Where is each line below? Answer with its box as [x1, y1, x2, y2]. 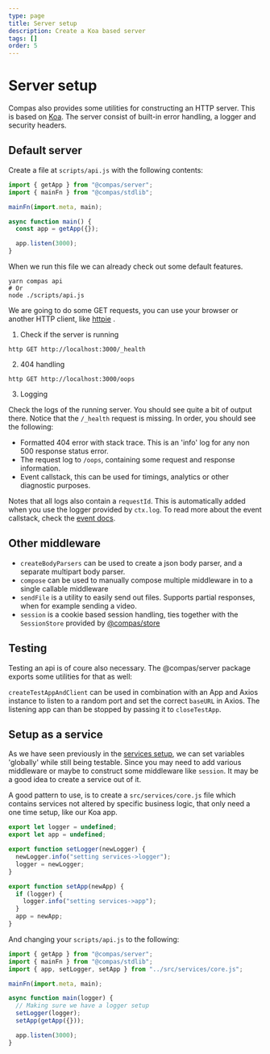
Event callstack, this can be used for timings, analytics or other [19, 472, 230, 481]
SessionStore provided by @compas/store [19, 618, 160, 628]
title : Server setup [8, 19, 78, 27]
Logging [19, 389, 48, 399]
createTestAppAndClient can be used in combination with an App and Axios [8, 687, 259, 696]
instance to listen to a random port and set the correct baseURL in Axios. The [8, 696, 260, 705]
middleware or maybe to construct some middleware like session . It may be [8, 766, 260, 776]
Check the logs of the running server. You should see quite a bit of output [8, 405, 252, 414]
